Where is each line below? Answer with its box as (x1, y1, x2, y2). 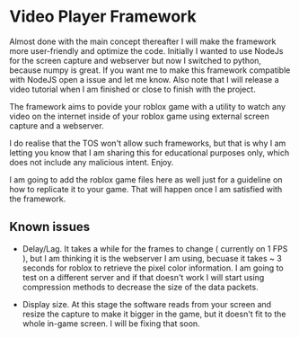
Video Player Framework (9, 6, 197, 27)
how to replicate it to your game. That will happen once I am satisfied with (9, 183, 283, 194)
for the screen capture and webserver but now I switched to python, (9, 55, 262, 66)
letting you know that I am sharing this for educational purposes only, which (9, 147, 290, 158)
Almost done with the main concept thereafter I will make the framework (9, 36, 277, 47)
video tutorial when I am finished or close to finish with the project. (9, 84, 256, 94)
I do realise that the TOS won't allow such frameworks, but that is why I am (9, 138, 286, 148)
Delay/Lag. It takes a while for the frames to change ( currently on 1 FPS (22, 243, 288, 253)
